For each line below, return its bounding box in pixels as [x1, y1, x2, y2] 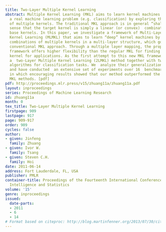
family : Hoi [9, 159, 35, 164]
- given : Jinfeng [5, 136, 41, 141]
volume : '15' [5, 187, 32, 192]
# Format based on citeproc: [5, 219, 65, 225]
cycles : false [5, 127, 35, 132]
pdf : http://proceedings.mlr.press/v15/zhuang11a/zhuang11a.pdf [5, 81, 140, 86]
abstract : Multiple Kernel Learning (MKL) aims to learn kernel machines [5, 12, 161, 17]
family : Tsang [9, 150, 39, 155]
